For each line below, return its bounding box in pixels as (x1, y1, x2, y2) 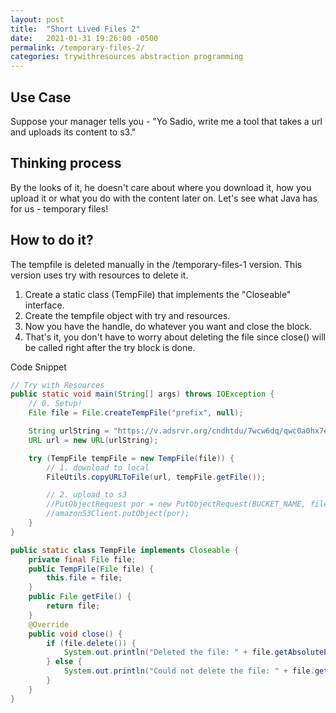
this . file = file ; (46, 573, 123, 583)
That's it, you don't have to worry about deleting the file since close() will (24, 331, 326, 343)
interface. (24, 299, 65, 311)
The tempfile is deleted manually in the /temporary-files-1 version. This (10, 258, 303, 270)
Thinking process (10, 155, 122, 172)
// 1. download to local (46, 462, 150, 473)
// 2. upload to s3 (46, 490, 128, 500)
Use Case (10, 89, 72, 106)
